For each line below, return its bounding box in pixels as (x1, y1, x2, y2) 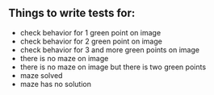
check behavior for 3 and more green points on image (19, 44, 200, 55)
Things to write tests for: (8, 6, 136, 20)
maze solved (19, 70, 63, 80)
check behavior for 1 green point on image (19, 27, 162, 37)
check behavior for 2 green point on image (19, 36, 163, 46)
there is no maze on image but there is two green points (19, 62, 207, 72)
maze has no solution (19, 79, 91, 89)
